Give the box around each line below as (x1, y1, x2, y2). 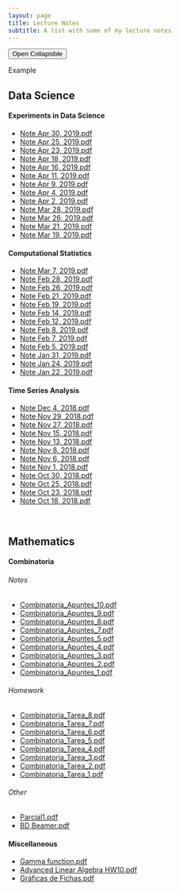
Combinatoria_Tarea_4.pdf (19, 744, 105, 753)
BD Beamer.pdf (19, 820, 70, 830)
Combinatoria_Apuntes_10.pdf (19, 600, 117, 609)
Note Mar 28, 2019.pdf (19, 204, 93, 214)
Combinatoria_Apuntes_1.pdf (19, 667, 113, 677)
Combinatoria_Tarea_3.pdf (19, 753, 105, 762)
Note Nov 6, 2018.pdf (19, 454, 89, 464)
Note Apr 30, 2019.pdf (19, 128, 93, 138)
